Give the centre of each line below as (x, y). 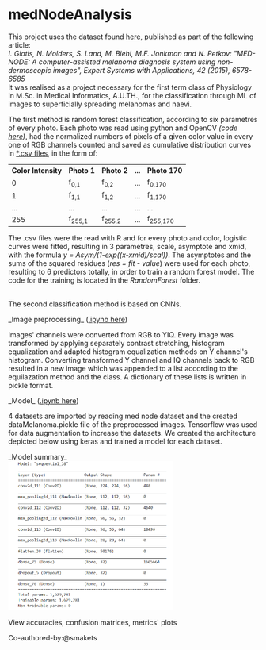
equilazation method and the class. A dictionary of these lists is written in (127, 377)
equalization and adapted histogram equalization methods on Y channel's (128, 352)
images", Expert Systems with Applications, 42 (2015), (142, 70)
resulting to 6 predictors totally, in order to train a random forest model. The (131, 272)
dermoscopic (30, 70)
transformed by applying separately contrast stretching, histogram (116, 344)
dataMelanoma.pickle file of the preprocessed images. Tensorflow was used (133, 425)
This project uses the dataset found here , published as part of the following (131, 37)
